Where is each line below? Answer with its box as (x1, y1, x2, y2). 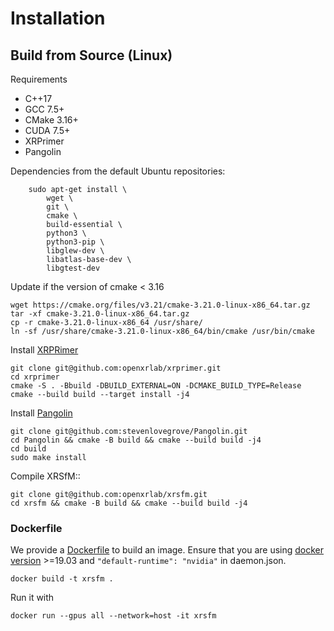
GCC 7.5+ (24, 103, 65, 115)
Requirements (10, 73, 68, 85)
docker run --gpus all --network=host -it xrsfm (10, 611, 217, 621)
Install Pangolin (10, 407, 73, 419)
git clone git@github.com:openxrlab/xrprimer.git (10, 363, 222, 373)
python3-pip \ (46, 237, 105, 247)
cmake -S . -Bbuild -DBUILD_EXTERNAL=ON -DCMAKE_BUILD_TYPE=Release (10, 381, 302, 391)
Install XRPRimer (10, 344, 79, 356)
